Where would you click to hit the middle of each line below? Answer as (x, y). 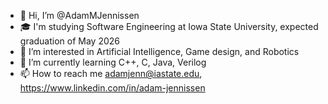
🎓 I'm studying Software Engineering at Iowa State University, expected (169, 26)
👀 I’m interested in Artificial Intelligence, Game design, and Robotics (159, 51)
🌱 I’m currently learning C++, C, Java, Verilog (113, 62)
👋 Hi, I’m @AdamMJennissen (79, 15)
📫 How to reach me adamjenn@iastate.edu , (111, 73)
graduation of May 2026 (70, 41)
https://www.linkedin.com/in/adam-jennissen (112, 88)
